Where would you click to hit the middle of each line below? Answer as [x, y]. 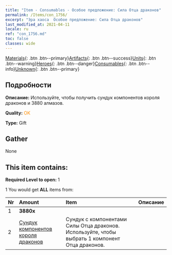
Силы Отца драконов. [93, 226]
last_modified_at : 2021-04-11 [38, 24]
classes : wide [20, 44]
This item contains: [37, 167]
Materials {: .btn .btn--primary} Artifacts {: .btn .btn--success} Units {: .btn [81, 58]
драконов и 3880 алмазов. [35, 103]
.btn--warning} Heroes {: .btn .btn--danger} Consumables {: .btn [71, 63]
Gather [17, 139]
